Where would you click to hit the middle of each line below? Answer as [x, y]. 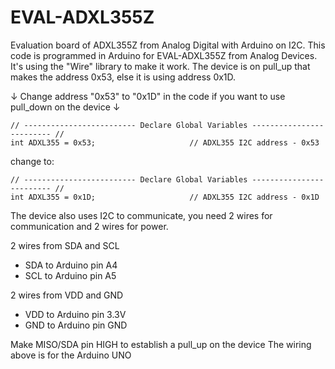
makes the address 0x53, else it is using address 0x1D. [123, 77]
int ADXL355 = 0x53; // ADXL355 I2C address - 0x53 [165, 142]
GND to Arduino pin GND [76, 325]
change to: [32, 161]
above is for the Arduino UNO [71, 355]
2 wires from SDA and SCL [65, 245]
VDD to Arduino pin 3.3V [75, 314]
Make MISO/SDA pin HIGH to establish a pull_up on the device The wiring [161, 344]
